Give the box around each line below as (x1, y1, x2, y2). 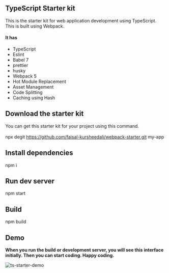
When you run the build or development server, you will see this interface (5, 247, 164, 253)
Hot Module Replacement (12, 78, 66, 85)
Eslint (12, 51, 24, 58)
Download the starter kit (5, 110, 84, 118)
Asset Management (12, 84, 54, 90)
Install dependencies (5, 149, 73, 157)
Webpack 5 (12, 73, 37, 79)
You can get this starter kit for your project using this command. (5, 123, 139, 129)
